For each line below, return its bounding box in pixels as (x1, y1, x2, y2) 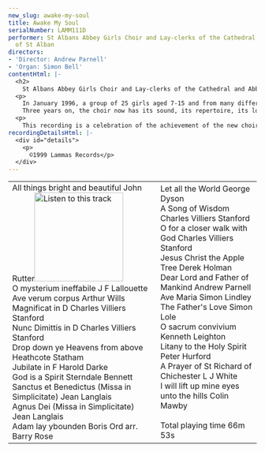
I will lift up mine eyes (160, 380, 240, 391)
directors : (8, 48, 44, 56)
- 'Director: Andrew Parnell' (8, 56, 108, 64)
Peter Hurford (160, 351, 211, 362)
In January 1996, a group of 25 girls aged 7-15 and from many (22, 99, 235, 107)
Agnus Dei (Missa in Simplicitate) (12, 402, 135, 413)
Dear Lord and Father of (160, 272, 249, 283)
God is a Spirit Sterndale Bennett (12, 372, 133, 383)
